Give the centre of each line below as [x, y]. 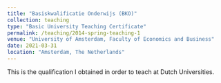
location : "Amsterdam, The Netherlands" [66, 53]
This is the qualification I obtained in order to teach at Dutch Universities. [111, 72]
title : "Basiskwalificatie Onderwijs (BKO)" [72, 13]
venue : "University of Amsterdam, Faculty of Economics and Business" [111, 39]
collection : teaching [38, 20]
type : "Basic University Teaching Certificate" [77, 26]
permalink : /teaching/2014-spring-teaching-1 [74, 33]
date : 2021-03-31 [32, 46]
